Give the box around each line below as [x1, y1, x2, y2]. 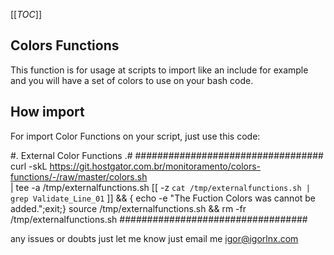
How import [10, 104, 85, 121]
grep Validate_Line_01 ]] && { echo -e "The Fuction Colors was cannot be [10, 192, 317, 204]
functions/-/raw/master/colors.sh [10, 170, 148, 183]
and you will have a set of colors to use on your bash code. [10, 74, 254, 86]
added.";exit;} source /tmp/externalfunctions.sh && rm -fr [10, 202, 247, 214]
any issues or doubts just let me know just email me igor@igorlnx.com [10, 232, 299, 244]
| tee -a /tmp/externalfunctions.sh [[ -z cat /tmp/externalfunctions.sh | [10, 181, 311, 193]
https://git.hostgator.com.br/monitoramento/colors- [49, 160, 262, 172]
